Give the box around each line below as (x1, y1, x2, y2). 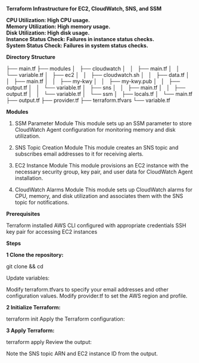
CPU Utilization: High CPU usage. (6, 17, 91, 23)
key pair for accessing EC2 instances (6, 228, 98, 235)
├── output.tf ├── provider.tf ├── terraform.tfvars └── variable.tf (6, 97, 171, 104)
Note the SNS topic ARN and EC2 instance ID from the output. (6, 350, 158, 357)
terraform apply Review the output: (6, 339, 92, 345)
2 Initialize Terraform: (6, 304, 61, 311)
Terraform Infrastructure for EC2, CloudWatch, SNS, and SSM (6, 5, 162, 12)
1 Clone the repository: (6, 252, 64, 258)
